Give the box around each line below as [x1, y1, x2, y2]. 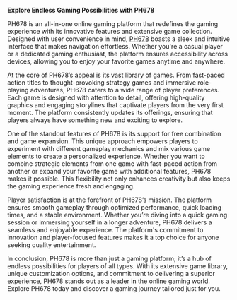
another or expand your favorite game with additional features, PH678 [7, 167, 212, 175]
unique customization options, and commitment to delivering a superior [7, 270, 216, 277]
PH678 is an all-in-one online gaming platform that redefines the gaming [7, 20, 219, 28]
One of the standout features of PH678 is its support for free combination [7, 130, 221, 138]
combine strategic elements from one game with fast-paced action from [7, 160, 218, 168]
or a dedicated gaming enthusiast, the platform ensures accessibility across [7, 49, 229, 58]
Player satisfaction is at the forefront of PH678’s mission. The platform [7, 196, 212, 204]
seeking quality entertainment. [7, 241, 96, 249]
